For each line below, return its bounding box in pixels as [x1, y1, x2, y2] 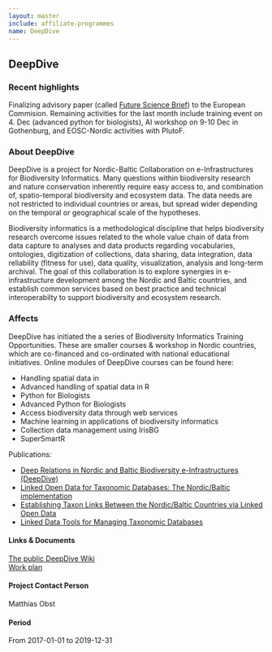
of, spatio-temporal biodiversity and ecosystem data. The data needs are [8, 190, 253, 200]
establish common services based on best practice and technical [8, 284, 227, 293]
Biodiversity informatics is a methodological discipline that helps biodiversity [8, 224, 265, 233]
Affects [8, 313, 39, 324]
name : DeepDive [8, 27, 60, 35]
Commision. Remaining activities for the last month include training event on [8, 109, 263, 119]
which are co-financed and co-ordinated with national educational [8, 349, 230, 359]
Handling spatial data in [19, 373, 100, 383]
